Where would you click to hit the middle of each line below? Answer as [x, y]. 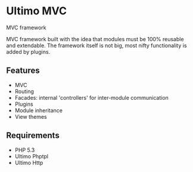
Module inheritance [39, 110]
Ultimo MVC [37, 11]
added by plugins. [28, 51]
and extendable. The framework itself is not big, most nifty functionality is [96, 45]
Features [23, 71]
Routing [24, 91]
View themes [31, 116]
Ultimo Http [29, 162]
